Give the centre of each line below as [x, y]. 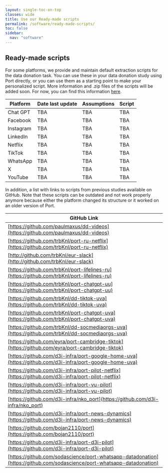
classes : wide [20, 15]
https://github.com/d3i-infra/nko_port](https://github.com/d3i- [84, 399]
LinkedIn [18, 137]
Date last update [57, 104]
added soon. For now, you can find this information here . [63, 91]
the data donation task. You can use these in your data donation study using [83, 75]
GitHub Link [84, 218]
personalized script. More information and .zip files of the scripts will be [79, 86]
